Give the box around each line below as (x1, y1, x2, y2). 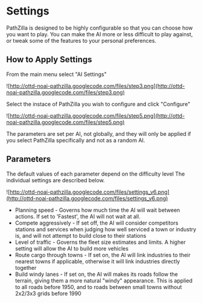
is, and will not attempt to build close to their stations (14, 232, 147, 239)
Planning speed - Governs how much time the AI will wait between (14, 206, 180, 214)
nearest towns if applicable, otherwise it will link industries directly (14, 258, 180, 265)
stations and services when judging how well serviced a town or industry (14, 225, 197, 233)
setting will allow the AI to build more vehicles (14, 244, 128, 252)
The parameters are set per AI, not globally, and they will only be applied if (6, 130, 191, 137)
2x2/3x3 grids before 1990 (14, 290, 81, 297)
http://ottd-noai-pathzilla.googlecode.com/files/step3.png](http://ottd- (10, 82, 185, 89)
